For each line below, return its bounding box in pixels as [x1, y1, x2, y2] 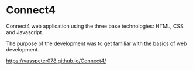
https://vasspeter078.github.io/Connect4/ [6, 57, 106, 64]
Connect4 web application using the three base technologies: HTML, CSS [6, 23, 184, 30]
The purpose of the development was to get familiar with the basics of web [6, 40, 187, 47]
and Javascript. [6, 28, 44, 35]
